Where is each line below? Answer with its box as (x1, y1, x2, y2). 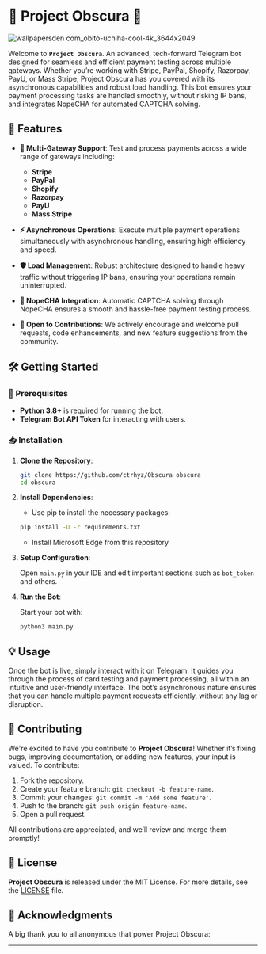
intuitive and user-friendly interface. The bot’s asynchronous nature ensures (8, 683, 257, 693)
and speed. (19, 245, 57, 254)
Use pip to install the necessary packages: (31, 508, 170, 517)
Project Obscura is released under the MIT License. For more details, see (8, 877, 248, 887)
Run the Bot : (19, 592, 62, 601)
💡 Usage (8, 645, 51, 658)
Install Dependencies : (19, 493, 93, 502)
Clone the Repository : (19, 456, 93, 465)
